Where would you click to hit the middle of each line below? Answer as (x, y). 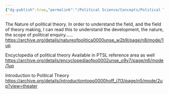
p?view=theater (21, 86)
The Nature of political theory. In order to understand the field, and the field (83, 24)
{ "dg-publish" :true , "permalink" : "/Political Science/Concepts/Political (83, 10)
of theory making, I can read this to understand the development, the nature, (84, 29)
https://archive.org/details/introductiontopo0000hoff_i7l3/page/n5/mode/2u (84, 80)
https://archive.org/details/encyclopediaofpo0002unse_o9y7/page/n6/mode (84, 60)
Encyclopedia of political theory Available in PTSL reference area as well (80, 55)
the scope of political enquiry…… (39, 34)
